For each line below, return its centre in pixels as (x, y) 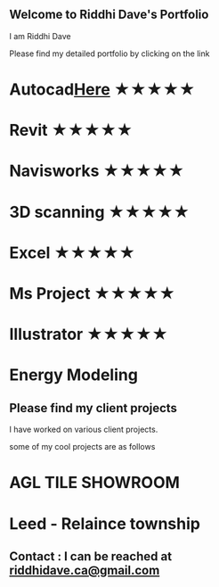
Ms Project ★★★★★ (93, 293)
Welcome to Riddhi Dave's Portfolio (109, 15)
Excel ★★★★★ (73, 252)
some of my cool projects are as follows (82, 447)
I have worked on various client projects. (84, 430)
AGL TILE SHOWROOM (95, 483)
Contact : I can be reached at (90, 556)
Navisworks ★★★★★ (97, 171)
